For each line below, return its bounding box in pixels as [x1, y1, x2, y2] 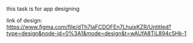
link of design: [6, 17, 42, 24]
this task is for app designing [6, 5, 80, 12]
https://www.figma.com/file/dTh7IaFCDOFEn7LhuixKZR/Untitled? [6, 24, 171, 30]
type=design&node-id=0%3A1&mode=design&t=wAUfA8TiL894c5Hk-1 [6, 30, 187, 37]
